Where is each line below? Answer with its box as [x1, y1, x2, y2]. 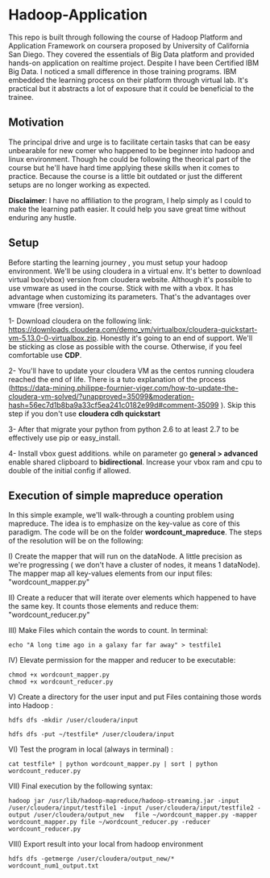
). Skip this [220, 400, 256, 410]
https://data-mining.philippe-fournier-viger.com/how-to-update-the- [10, 383, 239, 393]
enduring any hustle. [8, 212, 77, 223]
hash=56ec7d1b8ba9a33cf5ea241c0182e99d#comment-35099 [8, 400, 219, 410]
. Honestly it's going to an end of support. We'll [96, 333, 253, 343]
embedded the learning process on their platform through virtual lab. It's [8, 75, 248, 85]
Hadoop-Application [8, 6, 147, 24]
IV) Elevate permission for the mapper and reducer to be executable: [8, 655, 236, 665]
